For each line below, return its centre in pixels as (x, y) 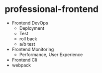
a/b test (27, 44)
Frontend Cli (24, 60)
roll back (28, 39)
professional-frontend (52, 9)
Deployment (32, 28)
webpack (21, 65)
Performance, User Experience (51, 54)
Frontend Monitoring (33, 49)
